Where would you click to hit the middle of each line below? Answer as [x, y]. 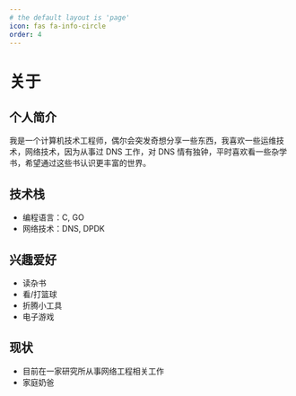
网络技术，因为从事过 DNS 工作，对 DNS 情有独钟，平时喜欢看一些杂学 [156, 152]
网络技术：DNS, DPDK [63, 229]
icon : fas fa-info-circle [57, 26]
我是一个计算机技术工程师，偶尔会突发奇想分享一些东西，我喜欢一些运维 [143, 141]
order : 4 [26, 34]
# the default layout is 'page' [70, 18]
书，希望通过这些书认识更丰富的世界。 [80, 163]
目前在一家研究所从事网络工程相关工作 [93, 371]
